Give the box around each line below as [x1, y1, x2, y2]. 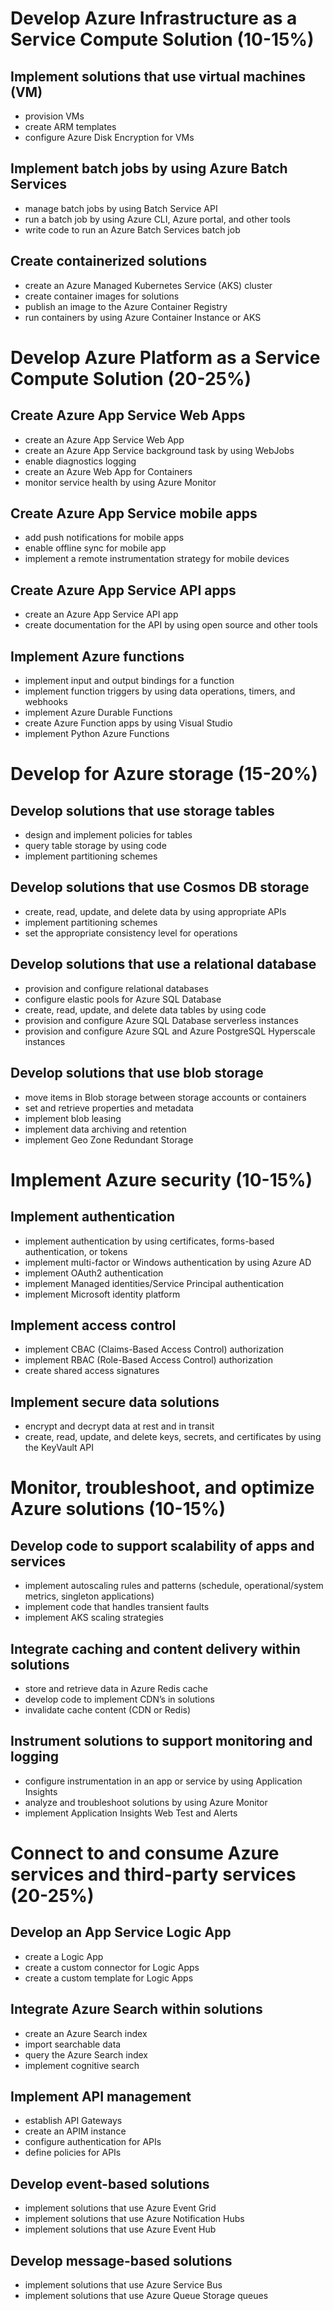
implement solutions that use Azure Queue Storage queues [24, 2290, 269, 2301]
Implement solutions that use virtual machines [10, 68, 307, 85]
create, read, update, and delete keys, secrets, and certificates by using [24, 1431, 322, 1443]
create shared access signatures [24, 1365, 160, 1377]
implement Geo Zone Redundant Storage [24, 1133, 194, 1146]
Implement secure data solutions [10, 1393, 220, 1411]
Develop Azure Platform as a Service [10, 346, 321, 369]
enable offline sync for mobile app [24, 542, 167, 554]
